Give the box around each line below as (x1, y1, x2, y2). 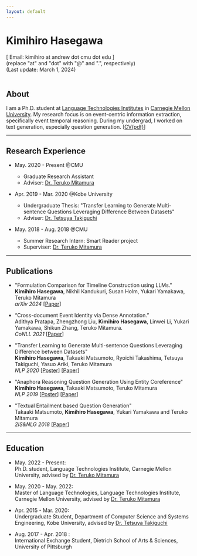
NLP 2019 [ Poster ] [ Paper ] (14, 391, 79, 397)
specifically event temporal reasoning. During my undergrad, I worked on (6, 117, 183, 124)
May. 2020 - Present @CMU (14, 162, 83, 169)
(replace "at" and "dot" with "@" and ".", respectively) (6, 59, 136, 66)
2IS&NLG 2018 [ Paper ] (14, 421, 69, 428)
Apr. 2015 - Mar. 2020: (14, 507, 69, 514)
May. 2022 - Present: (14, 459, 66, 466)
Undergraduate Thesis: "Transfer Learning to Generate (23, 202, 156, 209)
